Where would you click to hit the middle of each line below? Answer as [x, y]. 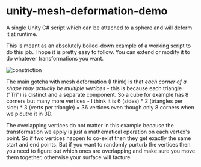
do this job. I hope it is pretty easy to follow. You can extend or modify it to [98, 52]
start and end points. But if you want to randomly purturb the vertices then [98, 144]
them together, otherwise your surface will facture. [69, 157]
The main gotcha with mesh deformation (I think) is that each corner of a [96, 82]
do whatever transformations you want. [55, 58]
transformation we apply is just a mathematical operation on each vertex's [98, 132]
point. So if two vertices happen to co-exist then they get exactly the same [99, 138]
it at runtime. [22, 34]
